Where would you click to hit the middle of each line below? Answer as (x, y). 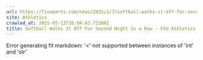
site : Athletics (27, 17)
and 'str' (17, 52)
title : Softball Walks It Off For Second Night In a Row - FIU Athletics (101, 28)
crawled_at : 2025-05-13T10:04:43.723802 (58, 23)
